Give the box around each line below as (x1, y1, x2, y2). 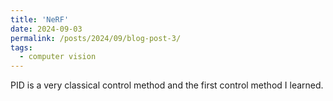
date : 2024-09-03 (10, 24, 83, 34)
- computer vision (19, 52, 97, 62)
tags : (10, 42, 33, 53)
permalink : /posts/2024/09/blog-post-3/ (10, 33, 182, 43)
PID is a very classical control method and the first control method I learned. (10, 79, 324, 91)
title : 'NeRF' (10, 14, 70, 25)
